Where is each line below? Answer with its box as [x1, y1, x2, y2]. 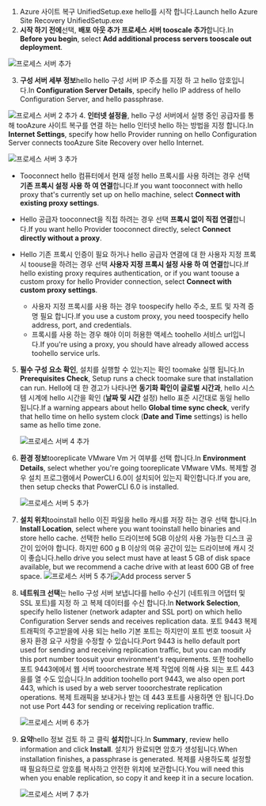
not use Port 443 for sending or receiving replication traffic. [19, 702, 215, 710]
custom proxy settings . [19, 286, 98, 294]
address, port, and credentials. [31, 320, 132, 330]
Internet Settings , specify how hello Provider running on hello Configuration [8, 130, 257, 138]
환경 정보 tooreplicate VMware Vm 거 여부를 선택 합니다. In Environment [19, 453, 247, 463]
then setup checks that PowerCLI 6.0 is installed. [19, 482, 180, 491]
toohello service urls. [31, 349, 101, 358]
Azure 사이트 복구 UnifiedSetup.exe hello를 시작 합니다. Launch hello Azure [19, 7, 258, 16]
